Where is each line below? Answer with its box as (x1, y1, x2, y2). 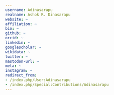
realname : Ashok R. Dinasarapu (5, 12, 71, 17)
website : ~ (5, 17, 28, 22)
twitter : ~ (5, 54, 28, 59)
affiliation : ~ (5, 21, 37, 27)
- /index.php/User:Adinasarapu (5, 77, 71, 82)
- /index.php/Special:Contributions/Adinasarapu (5, 82, 109, 87)
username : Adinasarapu (5, 7, 53, 13)
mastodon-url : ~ (5, 59, 39, 64)
